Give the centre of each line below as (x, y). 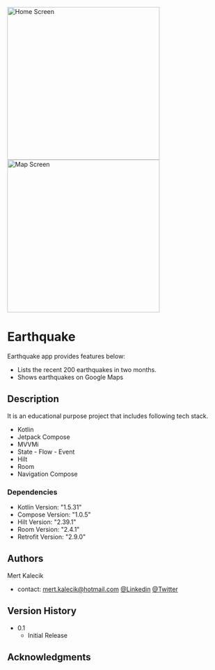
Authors (25, 559)
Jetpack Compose (44, 437)
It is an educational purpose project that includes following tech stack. (108, 416)
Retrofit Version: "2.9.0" (51, 537)
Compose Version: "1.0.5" (54, 515)
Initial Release (48, 635)
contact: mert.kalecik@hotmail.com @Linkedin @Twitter (98, 589)
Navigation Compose (47, 474)
